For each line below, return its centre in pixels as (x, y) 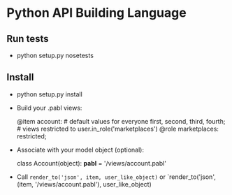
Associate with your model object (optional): (80, 150)
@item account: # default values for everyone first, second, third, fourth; (121, 121)
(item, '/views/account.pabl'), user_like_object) (84, 184)
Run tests (28, 39)
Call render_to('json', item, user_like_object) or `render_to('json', (116, 177)
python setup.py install (50, 94)
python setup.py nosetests (55, 55)
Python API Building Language (96, 13)
